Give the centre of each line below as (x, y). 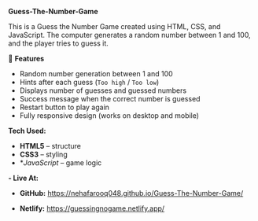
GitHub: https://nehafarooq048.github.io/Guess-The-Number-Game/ (131, 193)
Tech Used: (27, 131)
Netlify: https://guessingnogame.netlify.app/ (92, 208)
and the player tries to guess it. (58, 43)
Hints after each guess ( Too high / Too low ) (89, 82)
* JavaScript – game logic (61, 163)
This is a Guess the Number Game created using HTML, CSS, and (114, 26)
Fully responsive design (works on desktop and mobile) (109, 116)
